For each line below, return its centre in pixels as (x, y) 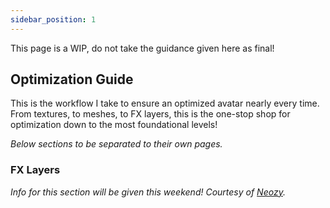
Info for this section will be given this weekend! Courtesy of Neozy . (148, 192)
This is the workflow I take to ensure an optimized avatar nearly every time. (165, 103)
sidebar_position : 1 (53, 19)
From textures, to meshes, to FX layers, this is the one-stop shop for (150, 114)
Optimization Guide (72, 79)
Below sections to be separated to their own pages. (116, 144)
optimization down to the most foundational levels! (114, 125)
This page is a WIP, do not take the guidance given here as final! (142, 48)
